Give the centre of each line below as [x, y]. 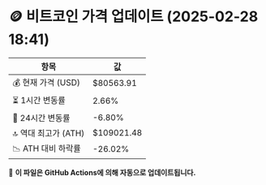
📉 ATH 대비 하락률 [47, 148]
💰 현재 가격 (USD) [47, 82]
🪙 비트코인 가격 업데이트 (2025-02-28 [133, 17]
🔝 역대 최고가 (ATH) [49, 133]
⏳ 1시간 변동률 [39, 100]
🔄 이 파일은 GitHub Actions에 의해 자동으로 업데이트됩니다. [102, 172]
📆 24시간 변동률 [41, 118]
